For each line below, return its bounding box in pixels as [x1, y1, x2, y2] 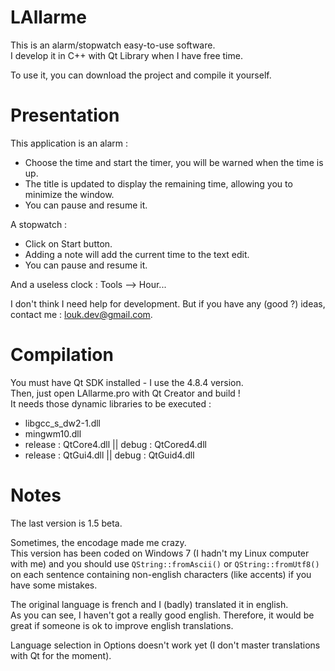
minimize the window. [24, 188, 115, 200]
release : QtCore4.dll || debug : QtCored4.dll [24, 438, 207, 450]
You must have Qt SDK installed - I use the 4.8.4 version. [10, 376, 244, 388]
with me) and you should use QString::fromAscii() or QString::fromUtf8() [10, 557, 320, 570]
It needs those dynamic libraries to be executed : [10, 397, 212, 410]
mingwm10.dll [24, 427, 82, 440]
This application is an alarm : [10, 137, 129, 149]
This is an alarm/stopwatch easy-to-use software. [10, 39, 216, 51]
